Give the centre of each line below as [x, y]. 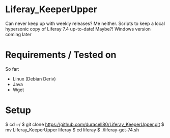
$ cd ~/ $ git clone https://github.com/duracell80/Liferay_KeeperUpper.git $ [85, 124]
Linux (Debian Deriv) [34, 79]
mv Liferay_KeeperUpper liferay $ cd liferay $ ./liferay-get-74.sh [72, 130]
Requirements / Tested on [61, 55]
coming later [18, 34]
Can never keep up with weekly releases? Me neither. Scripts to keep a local [85, 23]
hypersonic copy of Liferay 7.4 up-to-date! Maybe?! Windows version [78, 29]
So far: [12, 69]
